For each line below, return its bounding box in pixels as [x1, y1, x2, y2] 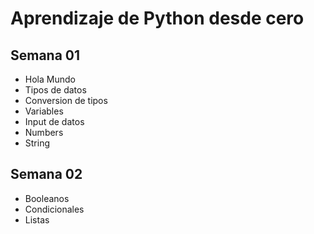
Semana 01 [10, 47, 81, 64]
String [24, 137, 51, 149]
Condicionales [24, 203, 85, 215]
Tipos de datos [24, 84, 87, 96]
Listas [24, 213, 50, 226]
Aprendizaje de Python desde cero [10, 7, 305, 30]
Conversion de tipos [24, 95, 108, 106]
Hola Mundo [24, 73, 76, 85]
